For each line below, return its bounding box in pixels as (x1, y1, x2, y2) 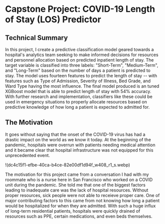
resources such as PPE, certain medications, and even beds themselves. (5, 213, 153, 219)
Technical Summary (5, 33, 68, 42)
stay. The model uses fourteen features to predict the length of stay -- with (5, 73, 158, 78)
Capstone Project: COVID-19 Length (5, 3, 155, 15)
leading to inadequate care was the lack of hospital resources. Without (5, 187, 149, 193)
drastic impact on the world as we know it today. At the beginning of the (5, 136, 151, 142)
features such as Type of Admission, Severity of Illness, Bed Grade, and (5, 78, 151, 84)
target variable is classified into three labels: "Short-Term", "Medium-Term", (5, 63, 159, 68)
